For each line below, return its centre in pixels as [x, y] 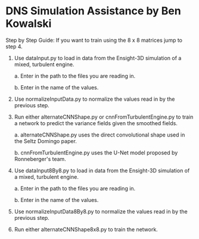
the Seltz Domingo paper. [45, 141]
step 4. [14, 46]
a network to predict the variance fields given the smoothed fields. [96, 123]
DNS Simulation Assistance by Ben [93, 11]
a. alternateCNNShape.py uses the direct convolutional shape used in [99, 135]
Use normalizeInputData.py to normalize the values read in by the [94, 99]
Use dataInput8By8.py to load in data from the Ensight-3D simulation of [102, 170]
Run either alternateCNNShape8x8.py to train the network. [86, 229]
